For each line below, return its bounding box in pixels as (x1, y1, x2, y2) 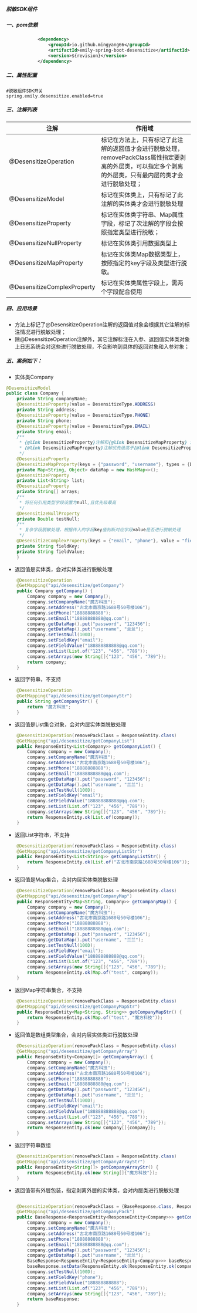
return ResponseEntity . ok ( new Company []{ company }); (27, 1125, 157, 1131)
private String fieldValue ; (16, 549, 85, 555)
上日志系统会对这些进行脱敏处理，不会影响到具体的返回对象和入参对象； (14, 343, 189, 350)
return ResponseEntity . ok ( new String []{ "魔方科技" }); (27, 1170, 158, 1176)
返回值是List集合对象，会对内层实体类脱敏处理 (14, 721, 127, 728)
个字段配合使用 (101, 288, 142, 296)
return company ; (27, 659, 67, 665)
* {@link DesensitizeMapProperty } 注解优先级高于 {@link (19, 445, 150, 451)
